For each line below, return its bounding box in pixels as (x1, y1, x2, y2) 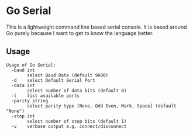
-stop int (11, 113, 35, 119)
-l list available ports (11, 92, 80, 99)
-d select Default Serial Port (11, 77, 95, 83)
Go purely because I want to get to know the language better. (6, 29, 154, 36)
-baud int (11, 67, 35, 73)
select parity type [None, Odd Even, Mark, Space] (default (27, 103, 177, 109)
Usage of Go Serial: (6, 62, 57, 68)
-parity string (11, 98, 49, 103)
